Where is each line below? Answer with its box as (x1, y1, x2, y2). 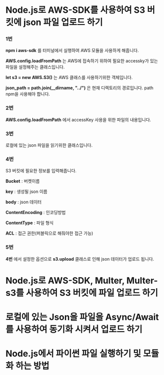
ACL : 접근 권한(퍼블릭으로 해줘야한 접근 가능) (5, 230, 93, 236)
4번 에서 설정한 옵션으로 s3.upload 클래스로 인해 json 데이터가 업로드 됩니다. (5, 256, 154, 262)
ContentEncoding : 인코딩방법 (5, 210, 66, 215)
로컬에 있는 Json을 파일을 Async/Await (5, 312, 159, 323)
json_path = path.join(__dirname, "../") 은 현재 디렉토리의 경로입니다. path (5, 85, 154, 91)
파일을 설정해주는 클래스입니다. (5, 64, 65, 70)
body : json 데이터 (5, 199, 42, 205)
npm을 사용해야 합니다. (5, 91, 51, 97)
